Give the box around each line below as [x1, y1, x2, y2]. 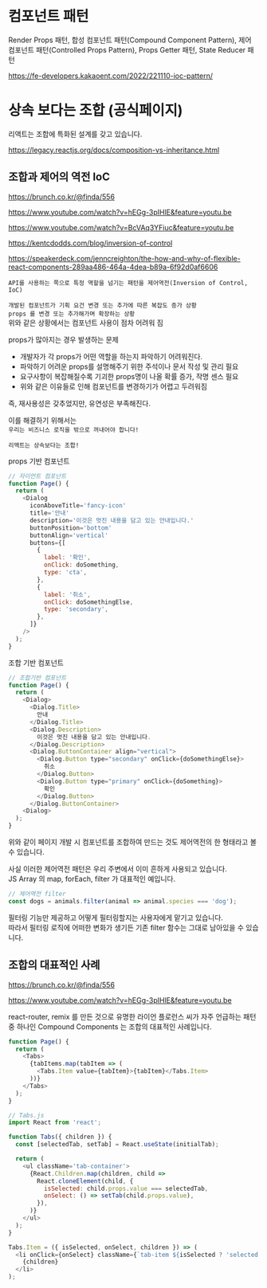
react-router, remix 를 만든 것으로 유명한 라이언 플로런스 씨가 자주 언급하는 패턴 [8, 1012, 257, 1021]
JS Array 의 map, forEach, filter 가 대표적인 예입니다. [8, 874, 176, 884]
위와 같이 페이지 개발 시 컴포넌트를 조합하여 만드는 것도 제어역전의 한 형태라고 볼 [8, 837, 257, 847]
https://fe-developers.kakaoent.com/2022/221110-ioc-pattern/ [8, 71, 214, 80]
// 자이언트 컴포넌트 [8, 472, 67, 480]
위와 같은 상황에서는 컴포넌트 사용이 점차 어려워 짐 [8, 318, 163, 327]
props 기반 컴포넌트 [8, 456, 70, 466]
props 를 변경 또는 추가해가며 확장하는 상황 [8, 310, 135, 318]
